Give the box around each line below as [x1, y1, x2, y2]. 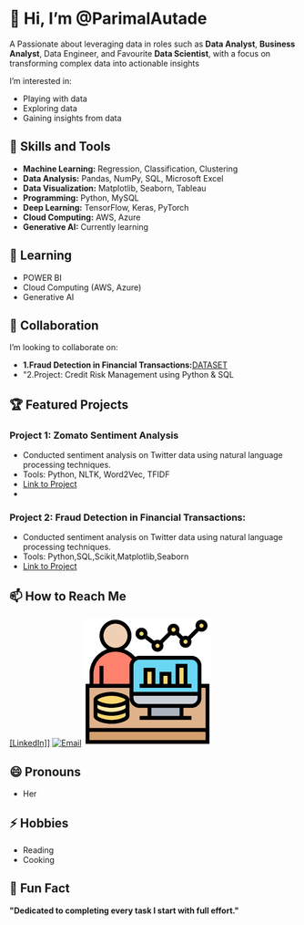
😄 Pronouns [9, 764, 82, 779]
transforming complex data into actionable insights [9, 57, 200, 68]
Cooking [22, 854, 55, 865]
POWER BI [22, 272, 62, 283]
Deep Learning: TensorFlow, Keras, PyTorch [22, 202, 189, 213]
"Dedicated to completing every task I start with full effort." [9, 905, 239, 916]
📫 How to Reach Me [9, 588, 127, 604]
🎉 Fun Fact [9, 880, 70, 897]
